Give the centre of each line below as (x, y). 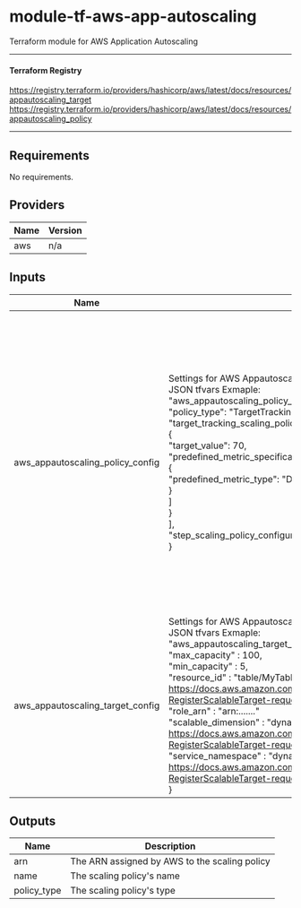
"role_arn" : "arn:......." (214, 711)
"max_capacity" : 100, (215, 654)
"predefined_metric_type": (224, 479)
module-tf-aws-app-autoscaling (133, 17)
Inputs (28, 277)
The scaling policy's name (125, 876)
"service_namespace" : (218, 756)
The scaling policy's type (123, 891)
